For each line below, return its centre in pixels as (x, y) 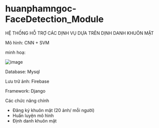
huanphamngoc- (41, 9)
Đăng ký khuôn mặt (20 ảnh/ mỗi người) (53, 110)
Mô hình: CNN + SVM (27, 42)
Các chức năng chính (27, 101)
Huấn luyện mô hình (33, 116)
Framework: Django (25, 91)
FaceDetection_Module (54, 19)
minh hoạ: (15, 52)
